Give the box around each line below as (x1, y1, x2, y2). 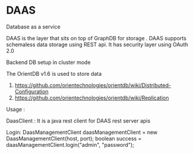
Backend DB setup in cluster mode (6, 59, 91, 66)
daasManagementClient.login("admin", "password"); (6, 141, 135, 148)
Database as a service (6, 23, 61, 30)
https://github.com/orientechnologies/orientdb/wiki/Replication (14, 94, 169, 101)
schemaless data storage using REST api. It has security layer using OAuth (6, 41, 189, 48)
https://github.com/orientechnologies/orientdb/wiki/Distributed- (14, 81, 171, 89)
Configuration (14, 88, 49, 95)
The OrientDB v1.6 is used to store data (6, 70, 102, 77)
